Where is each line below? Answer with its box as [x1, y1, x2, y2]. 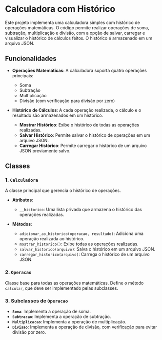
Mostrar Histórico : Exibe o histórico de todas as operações [19, 122, 140, 127]
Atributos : [12, 197, 33, 203]
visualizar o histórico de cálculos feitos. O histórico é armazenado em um [5, 35, 153, 41]
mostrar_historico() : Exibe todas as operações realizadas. [19, 241, 139, 247]
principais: [12, 72, 34, 79]
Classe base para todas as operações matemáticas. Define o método [5, 280, 144, 286]
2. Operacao [5, 269, 32, 276]
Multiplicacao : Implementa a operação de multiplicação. [12, 319, 127, 325]
